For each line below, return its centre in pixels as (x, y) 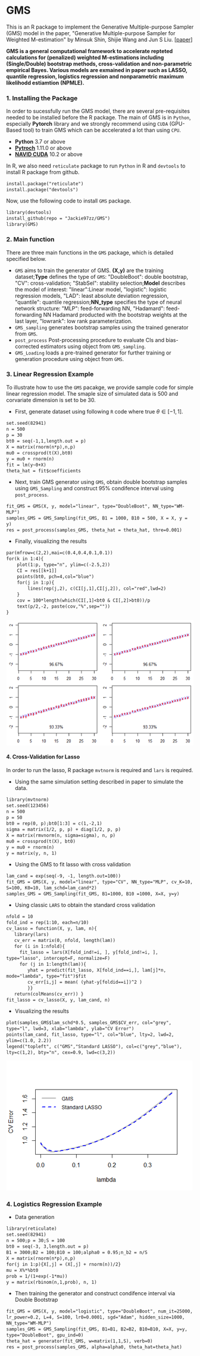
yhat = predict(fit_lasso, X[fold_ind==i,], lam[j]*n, (97, 971)
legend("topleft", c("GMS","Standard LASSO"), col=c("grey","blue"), (94, 1047)
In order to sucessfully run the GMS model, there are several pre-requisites (98, 111)
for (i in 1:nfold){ (40, 947)
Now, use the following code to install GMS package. (69, 201)
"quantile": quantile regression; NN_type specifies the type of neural (98, 302)
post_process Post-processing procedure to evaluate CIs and (90, 340)
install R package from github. (43, 172)
